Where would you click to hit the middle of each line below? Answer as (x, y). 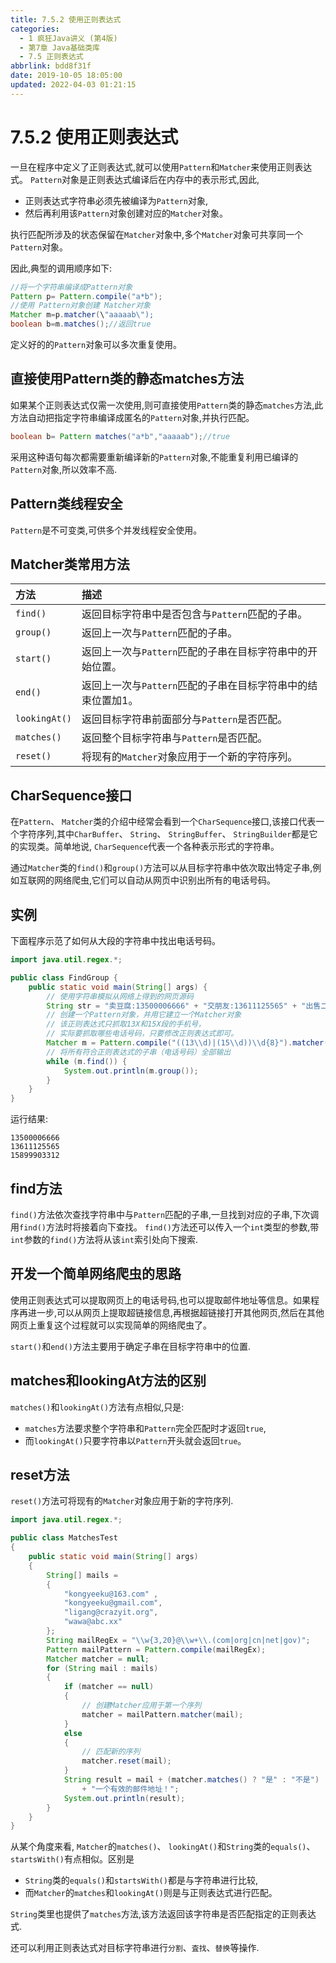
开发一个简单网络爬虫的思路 (96, 1274)
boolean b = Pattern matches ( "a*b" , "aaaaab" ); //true (120, 436)
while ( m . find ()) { (87, 1061)
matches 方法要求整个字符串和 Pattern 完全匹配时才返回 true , (145, 1428)
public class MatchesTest (64, 1538)
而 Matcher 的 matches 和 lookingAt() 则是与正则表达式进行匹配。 (151, 1893)
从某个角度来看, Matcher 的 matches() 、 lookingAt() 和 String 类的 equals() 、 (163, 1847)
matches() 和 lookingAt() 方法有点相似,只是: (97, 1407)
